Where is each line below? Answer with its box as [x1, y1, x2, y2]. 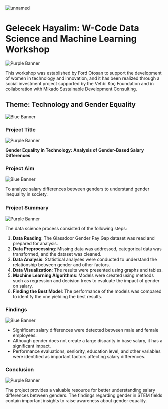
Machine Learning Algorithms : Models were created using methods [12, 272, 154, 278]
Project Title [5, 126, 36, 133]
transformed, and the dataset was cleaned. [12, 251, 102, 257]
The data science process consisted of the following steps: [5, 225, 127, 231]
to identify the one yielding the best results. [12, 293, 103, 299]
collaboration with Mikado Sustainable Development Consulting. [5, 86, 137, 92]
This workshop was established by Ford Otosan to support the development [5, 70, 162, 76]
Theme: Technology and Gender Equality [5, 100, 136, 109]
